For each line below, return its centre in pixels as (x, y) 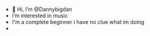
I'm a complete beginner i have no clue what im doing (78, 22)
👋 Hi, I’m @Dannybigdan (42, 9)
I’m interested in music (40, 16)
